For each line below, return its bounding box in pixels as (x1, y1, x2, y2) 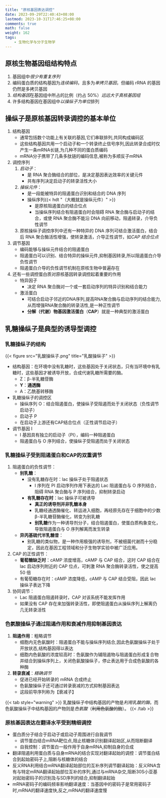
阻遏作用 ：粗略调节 (12, 632, 52, 639)
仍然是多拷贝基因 (12, 86, 48, 92)
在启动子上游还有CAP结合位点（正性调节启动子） (19, 420, 120, 426)
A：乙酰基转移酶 (19, 388, 54, 394)
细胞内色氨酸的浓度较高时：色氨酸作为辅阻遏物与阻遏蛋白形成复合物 (19, 651, 159, 657)
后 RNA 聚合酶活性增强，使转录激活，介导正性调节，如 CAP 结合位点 (19, 234, 159, 240)
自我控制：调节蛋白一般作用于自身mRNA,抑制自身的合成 (19, 744, 134, 750)
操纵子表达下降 (19, 582, 51, 588)
